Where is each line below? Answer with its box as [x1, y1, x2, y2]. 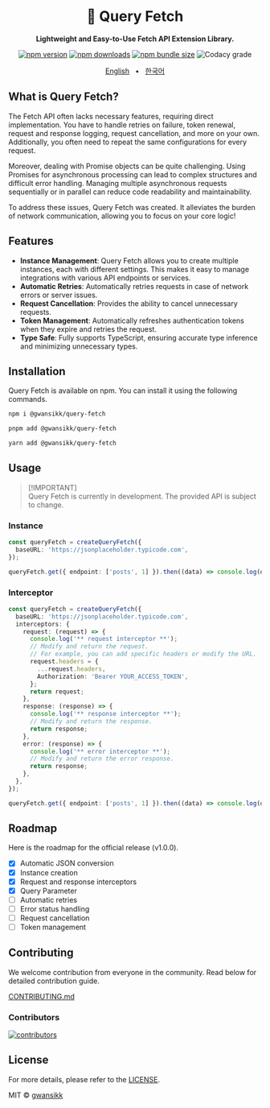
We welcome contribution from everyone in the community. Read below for [8, 967, 257, 977]
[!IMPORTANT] [27, 482, 78, 492]
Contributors [8, 1011, 60, 1023]
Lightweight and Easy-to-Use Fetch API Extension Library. [35, 34, 235, 43]
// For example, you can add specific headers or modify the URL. [29, 650, 257, 659]
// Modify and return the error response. [29, 755, 174, 763]
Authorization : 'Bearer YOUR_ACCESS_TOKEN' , [37, 672, 189, 680]
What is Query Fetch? [8, 90, 119, 104]
